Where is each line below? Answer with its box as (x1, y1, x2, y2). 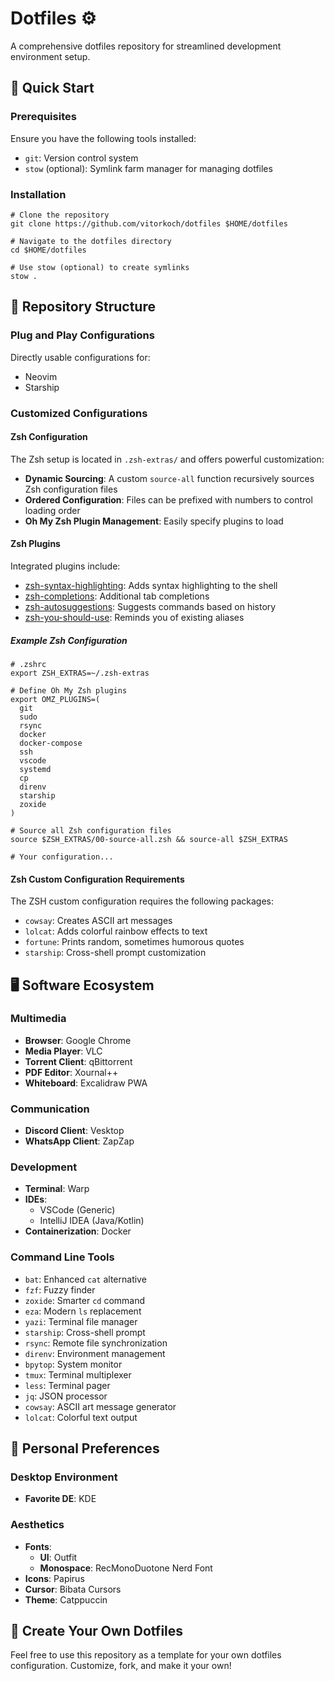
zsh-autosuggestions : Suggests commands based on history (24, 600, 277, 612)
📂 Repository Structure (10, 298, 156, 316)
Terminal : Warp (24, 1183, 90, 1195)
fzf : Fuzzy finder (24, 1283, 96, 1296)
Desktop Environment (10, 1470, 118, 1484)
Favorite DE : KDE (24, 1493, 97, 1505)
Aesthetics (10, 1518, 65, 1532)
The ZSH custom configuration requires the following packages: (10, 895, 274, 907)
